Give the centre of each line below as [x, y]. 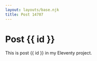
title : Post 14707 [24, 14]
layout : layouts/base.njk [32, 10]
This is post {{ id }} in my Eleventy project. [49, 53]
